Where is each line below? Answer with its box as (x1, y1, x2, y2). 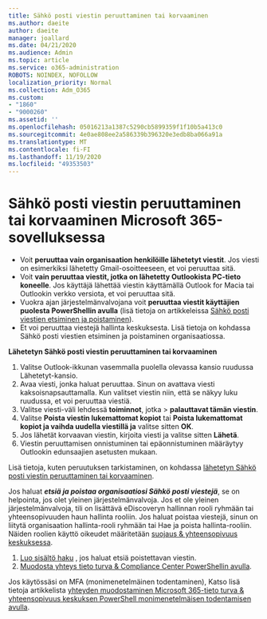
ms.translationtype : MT (8, 137, 88, 146)
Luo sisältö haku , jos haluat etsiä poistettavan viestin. (19, 553, 197, 563)
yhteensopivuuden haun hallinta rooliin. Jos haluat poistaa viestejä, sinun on (8, 512, 259, 522)
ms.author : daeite (8, 19, 69, 27)
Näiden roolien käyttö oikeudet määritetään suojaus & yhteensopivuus (8, 529, 238, 539)
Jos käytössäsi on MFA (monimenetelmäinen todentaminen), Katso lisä (8, 577, 241, 587)
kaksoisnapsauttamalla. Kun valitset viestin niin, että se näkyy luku (19, 388, 238, 398)
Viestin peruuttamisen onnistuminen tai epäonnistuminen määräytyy (19, 438, 244, 448)
